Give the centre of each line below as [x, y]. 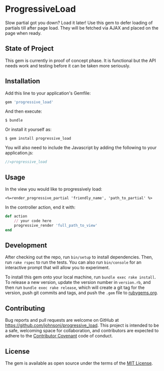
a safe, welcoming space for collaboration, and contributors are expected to [82, 331]
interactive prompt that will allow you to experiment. [57, 268]
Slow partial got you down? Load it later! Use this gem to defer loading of [79, 23]
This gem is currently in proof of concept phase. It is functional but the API [81, 61]
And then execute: [24, 111]
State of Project [29, 48]
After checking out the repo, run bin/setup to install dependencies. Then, [79, 257]
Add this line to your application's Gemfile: [48, 93]
